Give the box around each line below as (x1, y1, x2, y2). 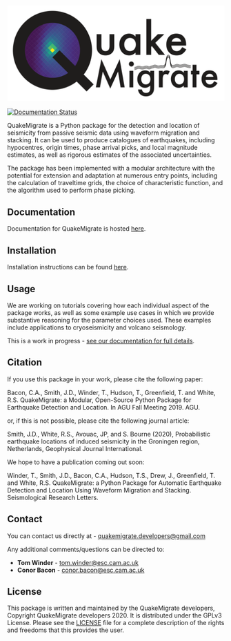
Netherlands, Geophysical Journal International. (7, 444, 143, 452)
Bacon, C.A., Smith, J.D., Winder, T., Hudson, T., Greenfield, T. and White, (7, 388, 216, 396)
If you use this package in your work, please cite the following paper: (7, 375, 203, 383)
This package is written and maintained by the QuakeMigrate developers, (7, 604, 215, 613)
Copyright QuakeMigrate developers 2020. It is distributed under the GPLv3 (7, 611, 222, 620)
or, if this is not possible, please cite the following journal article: (7, 417, 190, 425)
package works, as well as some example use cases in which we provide (7, 308, 214, 316)
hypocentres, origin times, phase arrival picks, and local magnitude (7, 144, 198, 152)
